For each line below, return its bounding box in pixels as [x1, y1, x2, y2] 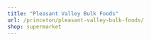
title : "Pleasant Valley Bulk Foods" [7, 10, 119, 17]
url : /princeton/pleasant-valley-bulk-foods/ [7, 17, 144, 24]
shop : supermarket [7, 23, 62, 30]
